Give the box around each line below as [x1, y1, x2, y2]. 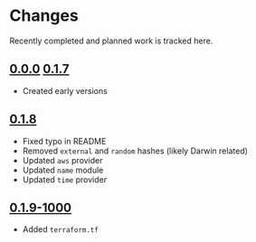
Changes [9, 5, 79, 26]
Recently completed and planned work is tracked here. [9, 35, 213, 46]
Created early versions [22, 85, 109, 96]
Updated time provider [22, 173, 107, 185]
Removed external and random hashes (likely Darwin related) [22, 145, 249, 156]
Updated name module [22, 164, 104, 175]
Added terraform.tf [22, 224, 100, 235]
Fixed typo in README [22, 135, 107, 146]
